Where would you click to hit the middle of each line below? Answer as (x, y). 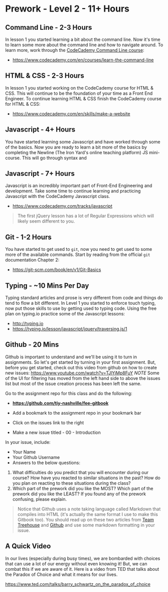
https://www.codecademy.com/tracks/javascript (62, 206)
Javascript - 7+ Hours (40, 174)
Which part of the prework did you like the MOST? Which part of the (83, 488)
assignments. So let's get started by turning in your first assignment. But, (81, 362)
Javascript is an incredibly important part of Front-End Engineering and (79, 186)
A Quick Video (28, 546)
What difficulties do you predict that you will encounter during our (80, 472)
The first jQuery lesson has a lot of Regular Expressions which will (86, 216)
